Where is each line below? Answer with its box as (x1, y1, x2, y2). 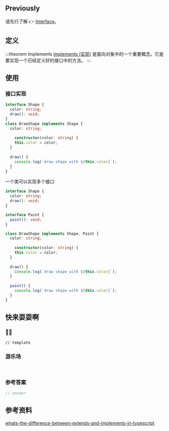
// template (5, 340, 31, 346)
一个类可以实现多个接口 (5, 178, 54, 185)
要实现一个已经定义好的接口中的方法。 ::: (5, 57, 91, 63)
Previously (5, 4, 40, 13)
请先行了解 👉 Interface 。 (5, 18, 60, 25)
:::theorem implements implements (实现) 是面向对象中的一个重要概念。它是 (5, 51, 164, 57)
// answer (5, 391, 26, 396)
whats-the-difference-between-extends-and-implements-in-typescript (5, 420, 155, 426)
